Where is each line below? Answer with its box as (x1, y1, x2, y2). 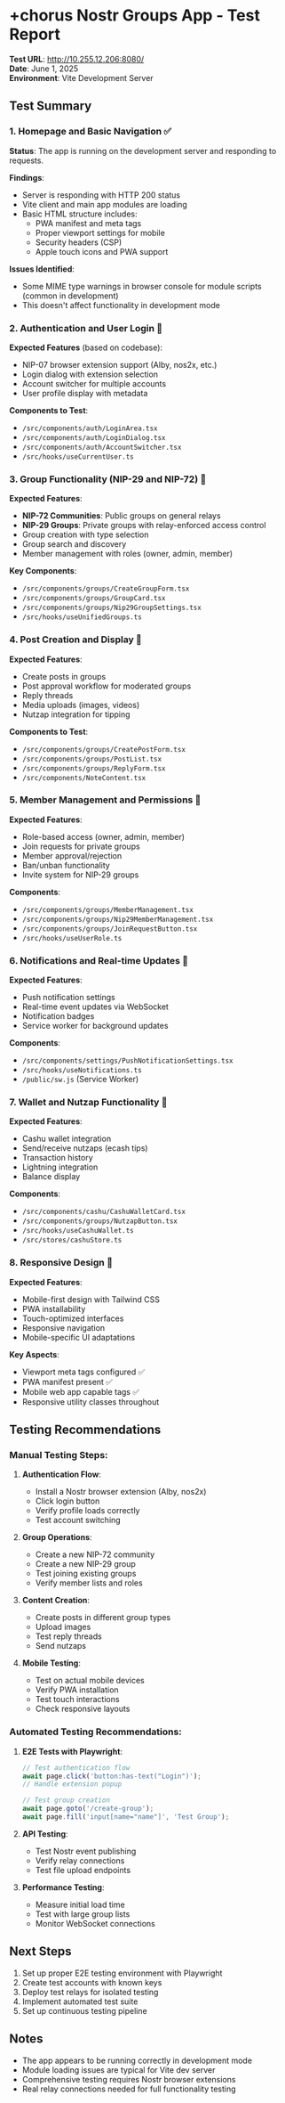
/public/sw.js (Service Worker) (21, 1074, 139, 1085)
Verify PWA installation (35, 1684, 119, 1695)
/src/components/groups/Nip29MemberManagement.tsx (21, 915, 214, 924)
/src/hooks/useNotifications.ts (21, 1066, 142, 1075)
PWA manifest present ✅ (21, 1376, 113, 1387)
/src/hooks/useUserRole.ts (21, 933, 123, 942)
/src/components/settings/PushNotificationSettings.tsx (21, 1056, 234, 1065)
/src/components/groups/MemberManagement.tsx (21, 905, 194, 914)
